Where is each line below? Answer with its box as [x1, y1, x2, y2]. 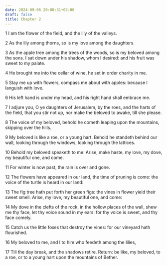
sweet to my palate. [5, 60, 46, 66]
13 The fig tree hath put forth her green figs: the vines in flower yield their [5, 189, 156, 195]
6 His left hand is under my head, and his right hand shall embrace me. [5, 94, 151, 100]
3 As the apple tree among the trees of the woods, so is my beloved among [5, 49, 160, 55]
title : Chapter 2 [5, 16, 41, 21]
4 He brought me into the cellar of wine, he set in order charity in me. [5, 70, 147, 76]
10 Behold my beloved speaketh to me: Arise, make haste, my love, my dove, [5, 149, 163, 155]
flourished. [5, 229, 27, 235]
